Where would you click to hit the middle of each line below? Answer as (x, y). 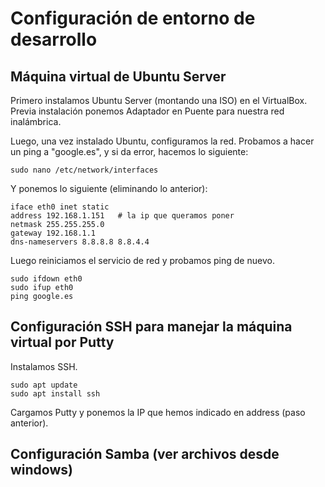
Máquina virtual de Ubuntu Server (118, 76)
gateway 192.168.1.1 (53, 233)
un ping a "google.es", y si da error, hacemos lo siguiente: (129, 151)
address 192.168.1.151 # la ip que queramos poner (122, 216)
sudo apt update (44, 385)
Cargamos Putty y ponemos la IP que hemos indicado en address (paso (158, 412)
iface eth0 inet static (60, 207)
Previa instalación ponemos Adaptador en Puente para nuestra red (147, 111)
